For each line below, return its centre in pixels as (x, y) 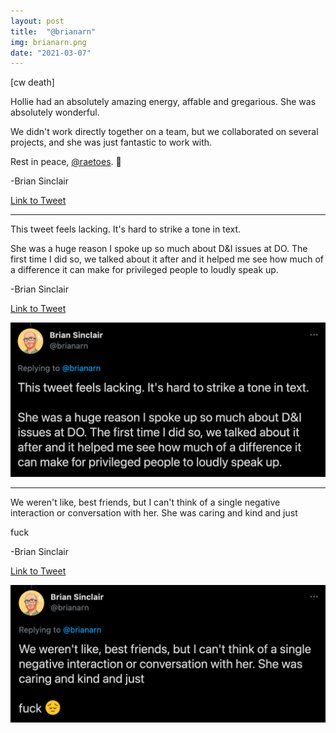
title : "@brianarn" (53, 31)
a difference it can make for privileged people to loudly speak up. (144, 270)
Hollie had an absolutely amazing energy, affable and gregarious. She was (163, 102)
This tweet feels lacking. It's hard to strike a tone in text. (126, 229)
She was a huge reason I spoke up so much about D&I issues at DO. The (159, 249)
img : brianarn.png (48, 42)
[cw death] (32, 82)
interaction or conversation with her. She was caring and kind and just (154, 512)
